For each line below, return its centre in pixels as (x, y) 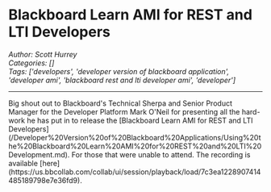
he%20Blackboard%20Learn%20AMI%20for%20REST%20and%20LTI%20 (135, 146)
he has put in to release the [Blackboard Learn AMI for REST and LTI (140, 120)
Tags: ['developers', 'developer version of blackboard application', (119, 71)
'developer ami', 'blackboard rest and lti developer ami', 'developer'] (122, 80)
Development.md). (39, 154)
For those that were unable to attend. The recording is (161, 154)
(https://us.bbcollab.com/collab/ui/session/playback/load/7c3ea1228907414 (135, 172)
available (23, 163)
